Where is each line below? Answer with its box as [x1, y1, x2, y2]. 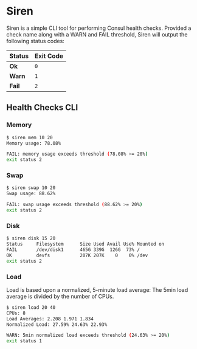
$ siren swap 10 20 [6, 185, 56, 191]
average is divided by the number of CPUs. [6, 292, 114, 300]
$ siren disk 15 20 [6, 235, 56, 241]
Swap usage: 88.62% [6, 190, 56, 197]
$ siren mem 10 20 [6, 134, 53, 140]
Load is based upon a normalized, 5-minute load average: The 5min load [6, 286, 188, 293]
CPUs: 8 [6, 310, 26, 316]
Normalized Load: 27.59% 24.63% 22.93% [6, 321, 108, 328]
